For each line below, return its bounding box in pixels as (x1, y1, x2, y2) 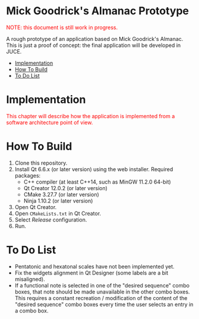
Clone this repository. (14, 159, 68, 166)
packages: (14, 172, 41, 179)
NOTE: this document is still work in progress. (6, 24, 118, 31)
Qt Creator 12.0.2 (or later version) (23, 184, 108, 191)
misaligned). (14, 275, 46, 283)
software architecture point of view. (6, 119, 93, 126)
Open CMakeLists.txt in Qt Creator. (14, 210, 102, 217)
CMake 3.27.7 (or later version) (23, 191, 99, 198)
